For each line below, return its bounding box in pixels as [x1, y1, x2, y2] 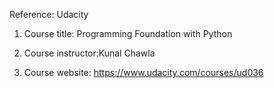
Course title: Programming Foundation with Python [23, 28, 233, 39]
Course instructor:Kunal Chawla [23, 47, 156, 59]
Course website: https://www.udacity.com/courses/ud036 [23, 67, 264, 78]
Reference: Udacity [9, 9, 89, 20]
